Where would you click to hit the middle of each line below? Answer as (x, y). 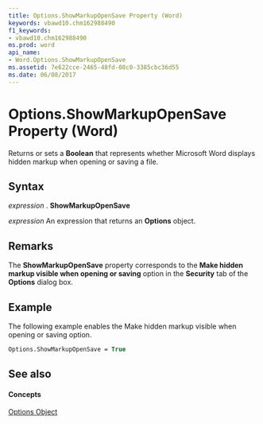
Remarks (31, 246)
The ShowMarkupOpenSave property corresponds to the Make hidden (126, 265)
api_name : (25, 53)
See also (30, 374)
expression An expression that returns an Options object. (102, 221)
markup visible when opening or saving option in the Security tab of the (128, 274)
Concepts (25, 394)
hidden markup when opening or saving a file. (83, 161)
